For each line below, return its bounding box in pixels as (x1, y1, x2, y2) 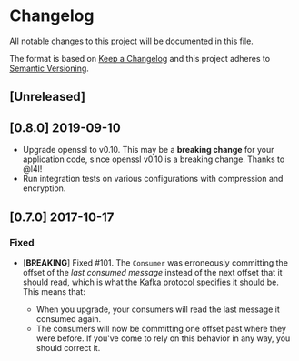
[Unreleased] (9, 89, 86, 105)
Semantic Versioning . (9, 63, 89, 74)
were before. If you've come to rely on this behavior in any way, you (35, 333, 291, 344)
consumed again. (35, 313, 102, 324)
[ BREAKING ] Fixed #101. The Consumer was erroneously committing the (22, 256, 289, 268)
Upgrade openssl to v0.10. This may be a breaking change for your (22, 145, 274, 155)
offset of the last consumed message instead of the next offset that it (22, 266, 283, 277)
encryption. (22, 183, 66, 194)
